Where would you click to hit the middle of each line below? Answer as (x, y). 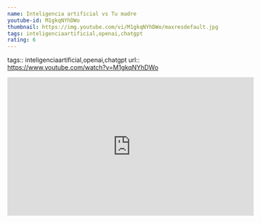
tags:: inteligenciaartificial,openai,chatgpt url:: (74, 60)
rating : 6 (22, 40)
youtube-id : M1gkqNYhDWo (44, 20)
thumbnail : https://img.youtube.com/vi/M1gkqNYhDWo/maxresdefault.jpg (113, 27)
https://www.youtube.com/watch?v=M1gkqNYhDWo (83, 68)
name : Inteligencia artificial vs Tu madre (72, 14)
